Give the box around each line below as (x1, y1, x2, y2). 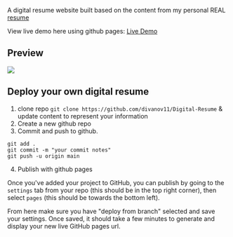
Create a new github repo (17, 119, 91, 128)
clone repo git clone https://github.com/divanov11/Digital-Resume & (17, 104, 223, 113)
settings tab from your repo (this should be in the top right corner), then (7, 186, 217, 194)
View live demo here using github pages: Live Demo (7, 27, 158, 35)
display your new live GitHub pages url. (7, 222, 121, 230)
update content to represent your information (17, 111, 149, 120)
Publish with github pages (17, 165, 93, 173)
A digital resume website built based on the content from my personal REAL (7, 6, 226, 14)
